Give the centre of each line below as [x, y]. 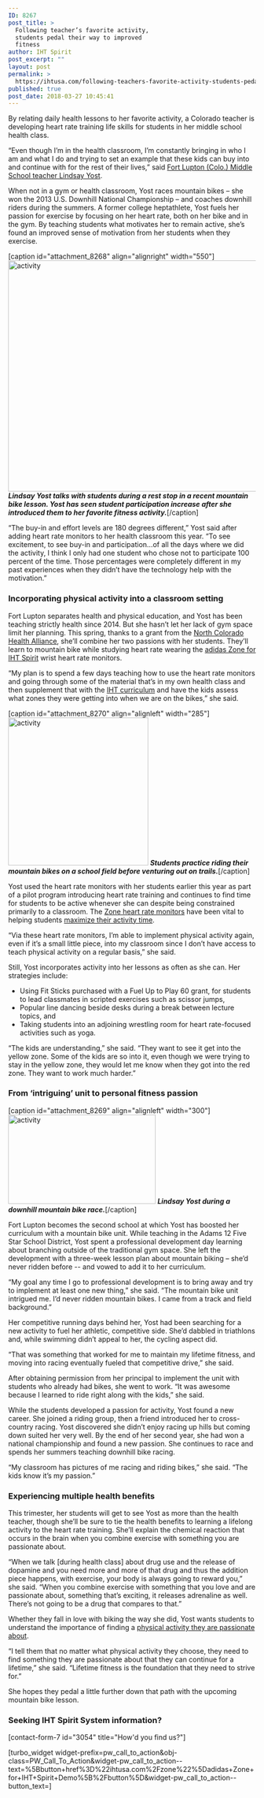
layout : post [29, 67]
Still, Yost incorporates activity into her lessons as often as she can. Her [125, 967]
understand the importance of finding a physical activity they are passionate [132, 1628]
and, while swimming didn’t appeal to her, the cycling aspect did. [113, 1339]
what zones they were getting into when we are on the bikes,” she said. [123, 698]
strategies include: [38, 975]
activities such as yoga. [57, 1033]
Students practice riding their [199, 862]
